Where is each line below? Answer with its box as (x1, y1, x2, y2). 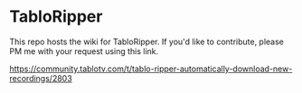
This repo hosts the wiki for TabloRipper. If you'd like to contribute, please (9, 36, 285, 47)
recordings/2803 (9, 72, 72, 83)
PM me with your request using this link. (9, 45, 159, 56)
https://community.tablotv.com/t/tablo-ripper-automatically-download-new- (9, 63, 293, 74)
